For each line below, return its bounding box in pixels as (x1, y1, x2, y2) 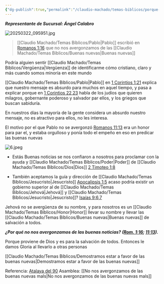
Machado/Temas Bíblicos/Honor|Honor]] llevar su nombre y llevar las (5, 209, 144, 215)
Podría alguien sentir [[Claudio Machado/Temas (5, 59, 101, 65)
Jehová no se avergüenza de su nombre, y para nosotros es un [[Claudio (5, 204, 152, 210)
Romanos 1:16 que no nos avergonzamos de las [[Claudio (17, 45, 132, 50)
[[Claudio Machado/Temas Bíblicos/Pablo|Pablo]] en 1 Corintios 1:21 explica (5, 79, 157, 85)
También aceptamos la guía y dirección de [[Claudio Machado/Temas (12, 173, 152, 179)
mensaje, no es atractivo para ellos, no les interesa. (5, 115, 108, 120)
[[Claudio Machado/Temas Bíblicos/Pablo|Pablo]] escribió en (17, 40, 140, 46)
